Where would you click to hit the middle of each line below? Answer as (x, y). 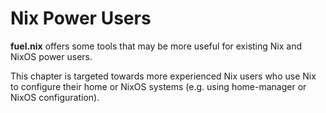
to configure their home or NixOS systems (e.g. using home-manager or (158, 86)
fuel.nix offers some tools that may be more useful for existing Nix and (156, 46)
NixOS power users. (51, 56)
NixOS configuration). (55, 97)
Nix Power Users (81, 18)
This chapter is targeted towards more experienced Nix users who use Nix (163, 76)
